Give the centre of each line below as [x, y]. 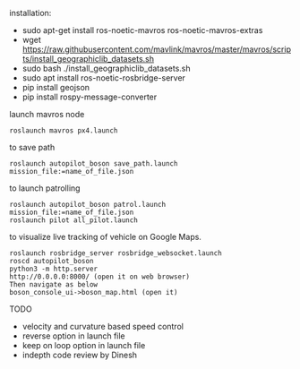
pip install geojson [56, 87]
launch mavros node [47, 114]
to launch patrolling [45, 188]
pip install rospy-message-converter [90, 97]
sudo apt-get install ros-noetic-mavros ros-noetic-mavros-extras [142, 30]
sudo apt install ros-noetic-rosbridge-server [104, 78]
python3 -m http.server [54, 269]
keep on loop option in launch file [84, 345]
